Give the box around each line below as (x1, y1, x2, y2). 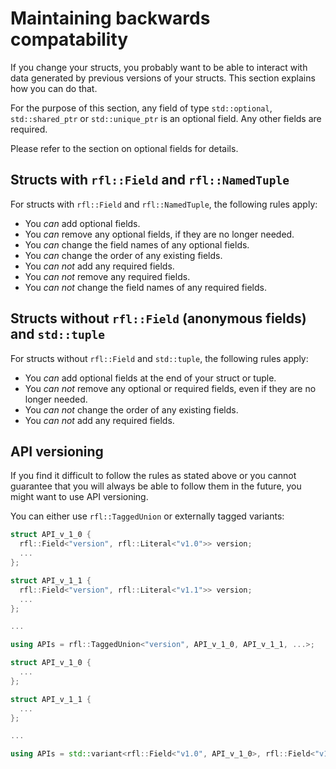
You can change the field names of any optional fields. (24, 238, 250, 251)
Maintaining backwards (10, 7, 211, 30)
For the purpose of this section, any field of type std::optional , (10, 102, 273, 114)
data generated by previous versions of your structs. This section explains (10, 72, 316, 84)
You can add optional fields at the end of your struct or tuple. (24, 372, 277, 384)
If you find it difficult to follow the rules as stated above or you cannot (10, 470, 297, 482)
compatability (10, 28, 129, 51)
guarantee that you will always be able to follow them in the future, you (10, 480, 302, 492)
